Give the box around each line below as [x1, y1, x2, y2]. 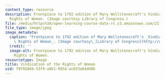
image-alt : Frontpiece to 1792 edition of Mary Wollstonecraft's [9, 48, 146, 53]
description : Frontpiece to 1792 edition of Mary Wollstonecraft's [5, 12, 146, 17]
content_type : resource [5, 7, 54, 12]
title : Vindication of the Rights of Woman [5, 62, 96, 67]
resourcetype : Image [5, 57, 48, 62]
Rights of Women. [14, 53, 50, 58]
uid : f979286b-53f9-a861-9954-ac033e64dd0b [5, 67, 96, 72]
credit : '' [9, 44, 32, 49]
